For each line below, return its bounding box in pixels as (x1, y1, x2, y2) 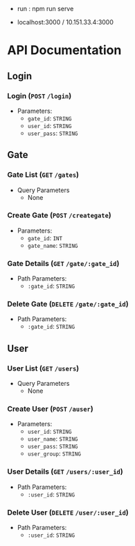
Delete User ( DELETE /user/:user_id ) (7, 507, 129, 517)
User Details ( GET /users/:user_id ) (7, 467, 123, 476)
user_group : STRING (27, 449, 82, 458)
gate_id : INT (27, 233, 63, 242)
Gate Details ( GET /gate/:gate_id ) (7, 258, 120, 268)
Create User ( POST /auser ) (7, 404, 93, 414)
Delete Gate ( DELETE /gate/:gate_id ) (7, 299, 129, 309)
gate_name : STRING (27, 241, 78, 249)
